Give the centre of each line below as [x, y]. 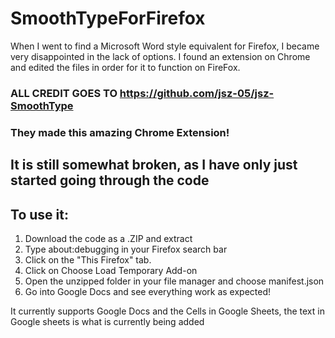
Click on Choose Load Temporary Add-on [111, 270]
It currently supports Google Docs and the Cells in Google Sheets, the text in [167, 311]
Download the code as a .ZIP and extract [108, 238]
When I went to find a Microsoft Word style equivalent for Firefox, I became [165, 46]
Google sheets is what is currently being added [107, 321]
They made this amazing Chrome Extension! [120, 132]
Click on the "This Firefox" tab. [88, 259]
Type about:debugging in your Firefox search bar [126, 249]
